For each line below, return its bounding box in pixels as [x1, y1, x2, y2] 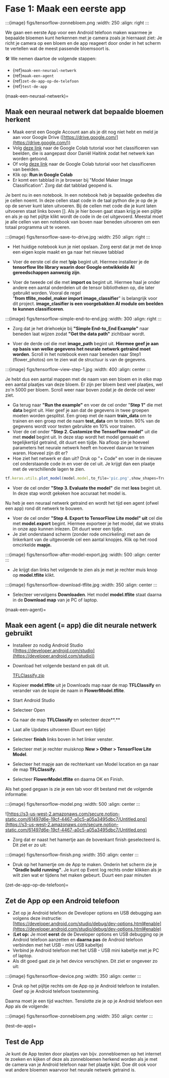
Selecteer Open [12, 707, 45, 713]
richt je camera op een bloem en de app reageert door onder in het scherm [5, 40, 161, 46]
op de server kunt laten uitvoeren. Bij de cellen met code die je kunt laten [5, 202, 157, 209]
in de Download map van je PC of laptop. [12, 597, 98, 603]
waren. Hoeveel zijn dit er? [12, 450, 68, 456]
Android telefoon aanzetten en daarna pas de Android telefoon [12, 937, 143, 943]
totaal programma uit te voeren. [5, 224, 70, 230]
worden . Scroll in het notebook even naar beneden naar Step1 [12, 351, 141, 357]
